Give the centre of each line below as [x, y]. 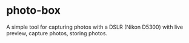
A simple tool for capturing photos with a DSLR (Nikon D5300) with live [95, 27]
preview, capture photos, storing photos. [57, 33]
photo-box [34, 10]
